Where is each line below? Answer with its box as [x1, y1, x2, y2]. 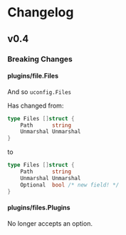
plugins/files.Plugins [7, 204, 70, 212]
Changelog [7, 4, 74, 21]
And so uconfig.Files [7, 87, 72, 96]
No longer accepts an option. [7, 219, 93, 228]
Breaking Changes [7, 54, 73, 64]
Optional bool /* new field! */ [20, 181, 120, 189]
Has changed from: [7, 101, 64, 110]
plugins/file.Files [7, 72, 59, 80]
